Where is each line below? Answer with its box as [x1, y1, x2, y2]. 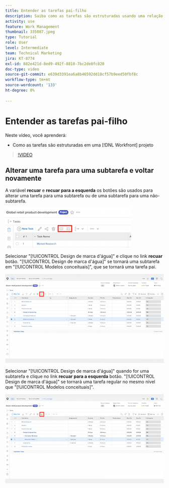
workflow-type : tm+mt [5, 77, 51, 83]
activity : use [5, 19, 35, 24]
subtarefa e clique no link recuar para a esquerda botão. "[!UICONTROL [5, 373, 155, 380]
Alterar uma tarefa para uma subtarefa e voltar [5, 166, 154, 175]
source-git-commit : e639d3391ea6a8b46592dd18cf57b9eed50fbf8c [5, 72, 138, 77]
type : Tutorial [5, 35, 37, 40]
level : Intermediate [5, 45, 49, 50]
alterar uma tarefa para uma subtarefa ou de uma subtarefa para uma [5, 193, 149, 199]
